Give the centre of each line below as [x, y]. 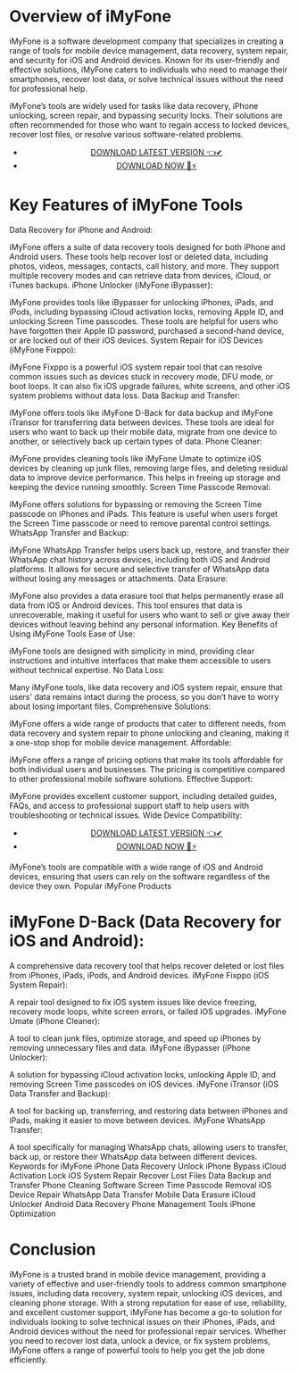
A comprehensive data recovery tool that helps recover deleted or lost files [147, 965]
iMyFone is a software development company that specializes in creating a [146, 41]
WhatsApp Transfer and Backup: [69, 532]
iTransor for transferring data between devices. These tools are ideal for [142, 422]
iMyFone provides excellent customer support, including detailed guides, [143, 795]
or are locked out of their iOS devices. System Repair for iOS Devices [136, 340]
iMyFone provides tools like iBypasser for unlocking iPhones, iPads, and [141, 302]
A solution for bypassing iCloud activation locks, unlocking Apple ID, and [143, 1074]
